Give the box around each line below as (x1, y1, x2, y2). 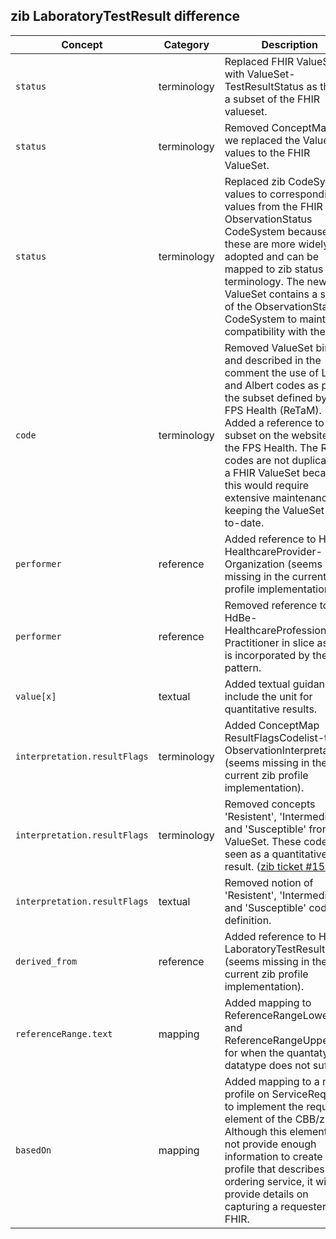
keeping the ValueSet (224, 503, 325, 517)
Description (261, 37, 318, 51)
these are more (224, 237, 296, 251)
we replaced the (224, 133, 301, 147)
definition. (224, 913, 272, 927)
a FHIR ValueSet (224, 465, 300, 479)
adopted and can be (224, 249, 320, 263)
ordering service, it (224, 1174, 313, 1188)
